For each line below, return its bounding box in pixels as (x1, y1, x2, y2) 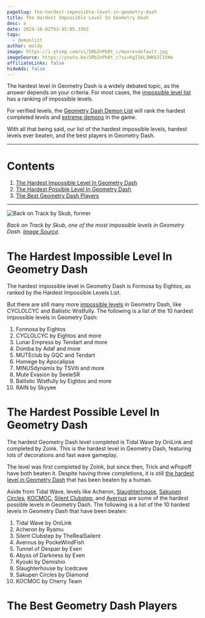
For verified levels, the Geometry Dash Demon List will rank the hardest (7, 107, 186, 115)
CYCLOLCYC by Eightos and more (15, 332, 102, 339)
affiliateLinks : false (7, 60, 64, 66)
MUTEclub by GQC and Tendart (15, 351, 96, 359)
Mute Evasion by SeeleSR (15, 371, 80, 378)
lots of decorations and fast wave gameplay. (7, 451, 118, 459)
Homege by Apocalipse (15, 358, 75, 365)
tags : (7, 32, 21, 38)
